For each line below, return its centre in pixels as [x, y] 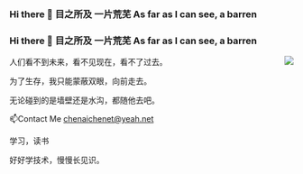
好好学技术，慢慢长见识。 [57, 160]
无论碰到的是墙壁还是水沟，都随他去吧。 [84, 100]
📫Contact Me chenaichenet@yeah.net [82, 119]
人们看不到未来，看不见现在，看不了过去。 [88, 62]
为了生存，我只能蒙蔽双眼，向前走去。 [80, 81]
